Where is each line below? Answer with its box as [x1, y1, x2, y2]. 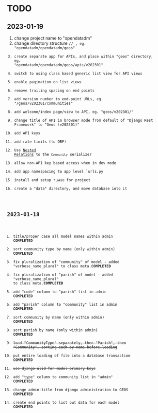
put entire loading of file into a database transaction [13, 353, 130, 358]
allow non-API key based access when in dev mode [14, 161, 117, 166]
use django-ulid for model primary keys [13, 366, 96, 371]
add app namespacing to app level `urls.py [14, 169, 104, 174]
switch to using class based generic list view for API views [14, 71, 142, 76]
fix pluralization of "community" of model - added [13, 259, 120, 264]
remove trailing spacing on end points [14, 88, 95, 93]
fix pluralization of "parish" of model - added [13, 272, 113, 277]
